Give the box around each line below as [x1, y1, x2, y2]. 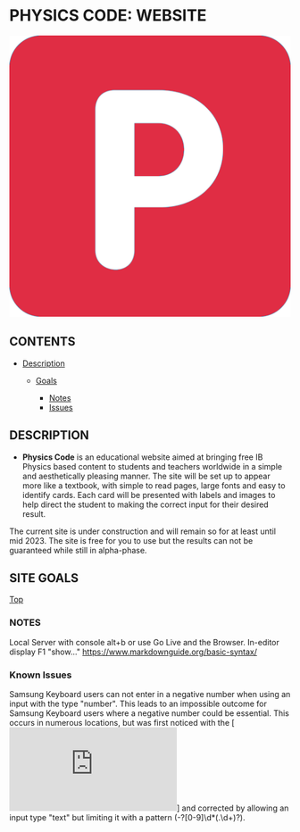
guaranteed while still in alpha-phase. [9, 545, 147, 555]
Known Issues [9, 669, 72, 681]
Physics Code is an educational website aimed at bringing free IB [21, 452, 263, 462]
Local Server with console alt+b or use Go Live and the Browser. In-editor [9, 636, 279, 647]
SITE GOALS [9, 570, 79, 586]
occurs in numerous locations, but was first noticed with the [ [9, 717, 235, 728]
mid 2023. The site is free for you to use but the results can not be [9, 535, 254, 545]
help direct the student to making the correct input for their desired [21, 499, 270, 510]
